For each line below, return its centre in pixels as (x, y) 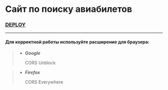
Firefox (32, 72)
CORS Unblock (40, 63)
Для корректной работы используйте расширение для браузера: (77, 42)
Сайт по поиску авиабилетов (69, 9)
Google (33, 53)
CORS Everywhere (44, 82)
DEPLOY (15, 25)
